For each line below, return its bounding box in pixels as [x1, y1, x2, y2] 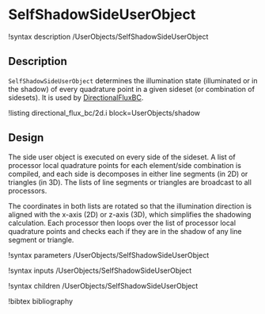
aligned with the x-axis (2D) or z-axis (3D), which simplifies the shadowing [8, 209, 252, 219]
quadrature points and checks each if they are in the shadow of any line [8, 226, 242, 235]
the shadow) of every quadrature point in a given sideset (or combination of [8, 84, 256, 94]
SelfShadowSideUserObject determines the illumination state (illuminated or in [8, 75, 258, 85]
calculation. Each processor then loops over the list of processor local [8, 218, 236, 228]
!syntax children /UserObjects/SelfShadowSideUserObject [8, 281, 199, 290]
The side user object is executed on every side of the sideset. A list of [8, 152, 236, 162]
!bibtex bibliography [8, 296, 74, 306]
